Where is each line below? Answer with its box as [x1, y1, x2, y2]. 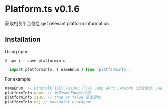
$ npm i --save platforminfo [5, 58, 66, 63]
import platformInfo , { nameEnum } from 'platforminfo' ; [9, 67, 131, 72]
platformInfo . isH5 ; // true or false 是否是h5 [5, 95, 101, 100]
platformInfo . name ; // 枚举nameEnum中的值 [5, 90, 91, 95]
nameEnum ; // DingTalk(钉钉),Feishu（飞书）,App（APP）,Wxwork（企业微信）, [5, 86, 158, 91]
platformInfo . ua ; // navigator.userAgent [5, 100, 93, 105]
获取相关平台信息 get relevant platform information [5, 20, 109, 26]
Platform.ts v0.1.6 [5, 3, 80, 15]
